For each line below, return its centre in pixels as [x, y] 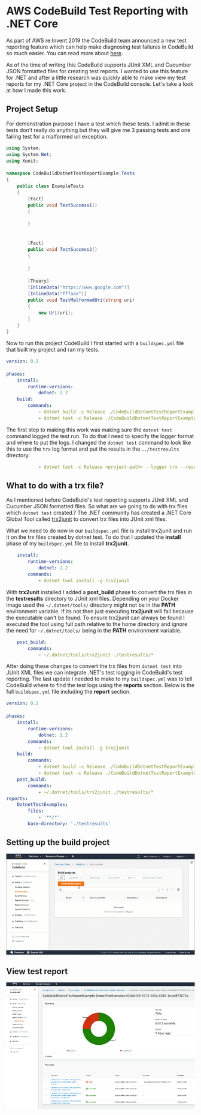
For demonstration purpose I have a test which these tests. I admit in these [98, 124]
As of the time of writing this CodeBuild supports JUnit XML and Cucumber [99, 65]
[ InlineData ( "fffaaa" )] [57, 293]
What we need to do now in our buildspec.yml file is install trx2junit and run [99, 531]
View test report [37, 971]
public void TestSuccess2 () [63, 249]
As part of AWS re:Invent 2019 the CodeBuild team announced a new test [96, 40]
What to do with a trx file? [55, 486]
